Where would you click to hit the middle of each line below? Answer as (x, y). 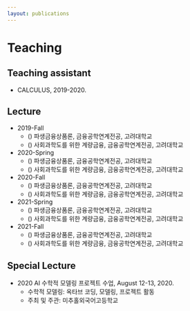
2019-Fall (30, 128)
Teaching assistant (49, 73)
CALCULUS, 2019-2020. (51, 90)
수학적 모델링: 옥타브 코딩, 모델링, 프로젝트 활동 (91, 292)
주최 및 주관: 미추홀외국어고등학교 (73, 301)
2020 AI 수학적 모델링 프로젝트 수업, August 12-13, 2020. (95, 283)
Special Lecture (41, 266)
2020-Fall (31, 178)
